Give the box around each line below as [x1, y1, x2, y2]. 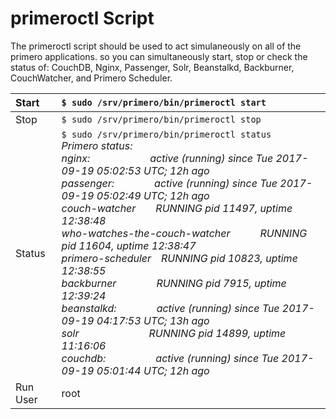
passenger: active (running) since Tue [61, 176, 278, 190]
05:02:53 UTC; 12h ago [96, 163, 210, 177]
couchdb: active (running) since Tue [61, 351, 280, 365]
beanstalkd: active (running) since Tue [61, 301, 280, 315]
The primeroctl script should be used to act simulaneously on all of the [10, 40, 302, 52]
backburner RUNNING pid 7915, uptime [61, 276, 287, 290]
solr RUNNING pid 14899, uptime [61, 326, 287, 340]
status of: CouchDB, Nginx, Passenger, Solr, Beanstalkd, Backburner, [10, 61, 295, 73]
